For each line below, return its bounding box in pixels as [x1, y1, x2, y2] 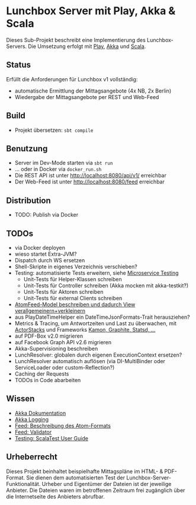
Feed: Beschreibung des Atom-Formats [14, 422, 111, 429]
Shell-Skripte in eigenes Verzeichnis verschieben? [14, 263, 137, 270]
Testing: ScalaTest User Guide [14, 434, 89, 442]
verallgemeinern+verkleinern [14, 307, 86, 314]
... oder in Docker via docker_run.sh [14, 166, 102, 173]
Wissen [6, 393, 35, 404]
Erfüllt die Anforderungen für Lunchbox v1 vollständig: [6, 75, 138, 82]
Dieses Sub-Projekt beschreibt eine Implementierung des [6, 36, 146, 43]
